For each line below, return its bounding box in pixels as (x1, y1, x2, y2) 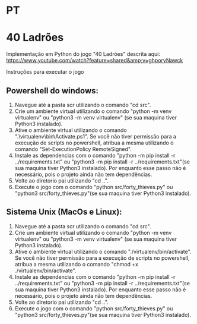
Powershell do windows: (6, 86, 99, 96)
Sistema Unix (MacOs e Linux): (6, 207, 123, 217)
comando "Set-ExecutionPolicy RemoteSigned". (14, 145, 132, 152)
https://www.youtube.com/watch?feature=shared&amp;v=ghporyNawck (6, 57, 183, 64)
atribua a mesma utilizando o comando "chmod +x (14, 260, 138, 268)
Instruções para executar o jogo (6, 68, 84, 76)
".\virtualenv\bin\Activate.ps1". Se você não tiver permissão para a (14, 133, 177, 140)
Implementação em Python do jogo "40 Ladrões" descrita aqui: (6, 51, 160, 58)
